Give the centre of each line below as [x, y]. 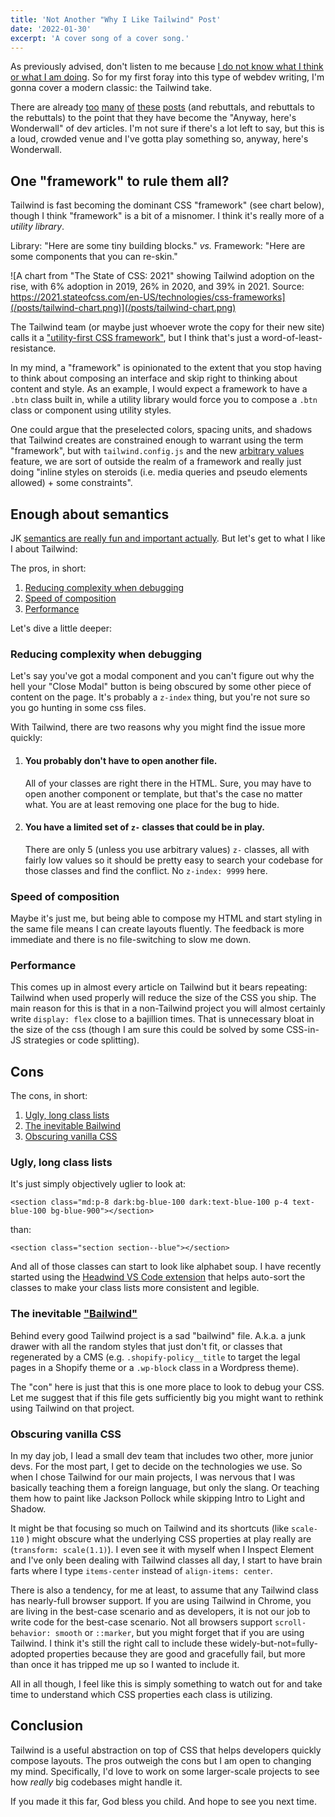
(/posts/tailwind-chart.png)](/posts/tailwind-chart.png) [123, 308]
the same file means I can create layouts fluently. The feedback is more [157, 929]
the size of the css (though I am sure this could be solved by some [147, 1030]
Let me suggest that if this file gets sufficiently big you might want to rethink [167, 1397]
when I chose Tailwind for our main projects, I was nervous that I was [153, 1477]
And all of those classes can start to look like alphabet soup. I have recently [166, 1267]
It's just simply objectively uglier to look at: [98, 1184]
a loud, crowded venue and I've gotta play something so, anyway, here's [159, 139]
